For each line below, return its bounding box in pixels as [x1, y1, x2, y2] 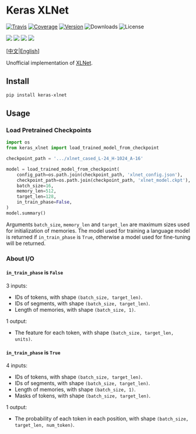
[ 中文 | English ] [6, 47, 40, 54]
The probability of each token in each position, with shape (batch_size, [14, 415, 189, 422]
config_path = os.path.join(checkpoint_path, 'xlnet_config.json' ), [16, 172, 183, 178]
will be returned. [6, 240, 46, 247]
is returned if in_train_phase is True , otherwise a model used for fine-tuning [6, 233, 191, 240]
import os [6, 139, 31, 145]
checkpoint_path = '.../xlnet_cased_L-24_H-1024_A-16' [6, 156, 144, 162]
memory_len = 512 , [16, 188, 57, 194]
